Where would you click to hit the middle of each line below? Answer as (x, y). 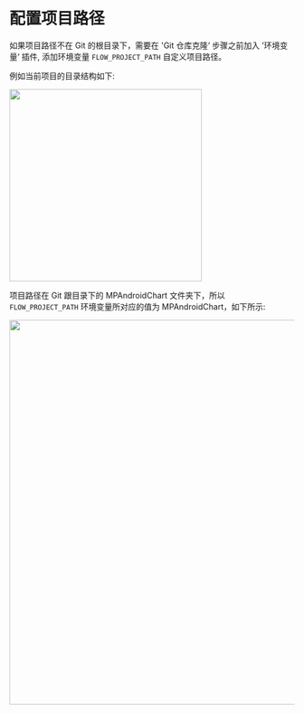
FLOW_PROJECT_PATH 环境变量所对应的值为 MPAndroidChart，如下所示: (138, 306)
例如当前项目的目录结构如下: (62, 76)
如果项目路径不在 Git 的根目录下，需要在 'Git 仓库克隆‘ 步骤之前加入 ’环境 (145, 45)
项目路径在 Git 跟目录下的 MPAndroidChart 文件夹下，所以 (118, 295)
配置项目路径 (57, 19)
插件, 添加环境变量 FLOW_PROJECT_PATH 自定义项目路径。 (124, 56)
